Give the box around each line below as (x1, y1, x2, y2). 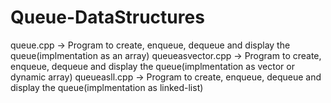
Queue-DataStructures (10, 6, 205, 29)
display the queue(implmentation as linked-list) (10, 81, 204, 93)
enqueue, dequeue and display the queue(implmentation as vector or (10, 60, 295, 72)
